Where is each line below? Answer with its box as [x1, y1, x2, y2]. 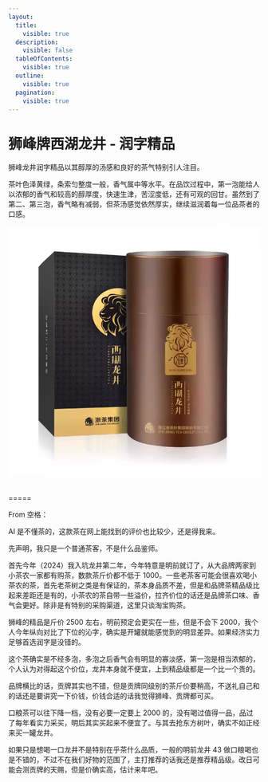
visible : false [22, 46, 73, 55]
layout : [8, 13, 34, 21]
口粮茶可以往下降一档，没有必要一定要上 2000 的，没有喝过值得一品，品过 [8, 708, 254, 717]
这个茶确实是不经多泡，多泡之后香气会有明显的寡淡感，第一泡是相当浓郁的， [8, 654, 260, 664]
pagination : [15, 88, 56, 96]
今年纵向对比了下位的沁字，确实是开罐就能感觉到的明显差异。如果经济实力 [14, 627, 260, 637]
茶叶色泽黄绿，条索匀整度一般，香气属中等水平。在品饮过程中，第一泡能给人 [8, 179, 260, 189]
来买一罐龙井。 [8, 728, 57, 737]
